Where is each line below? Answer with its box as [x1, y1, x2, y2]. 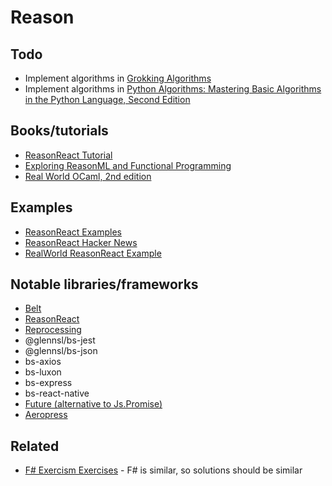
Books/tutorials [10, 122, 109, 140]
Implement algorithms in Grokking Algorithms [24, 72, 212, 84]
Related [10, 437, 60, 455]
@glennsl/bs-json [24, 345, 98, 357]
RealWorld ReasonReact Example [24, 247, 162, 259]
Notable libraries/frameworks [10, 276, 199, 293]
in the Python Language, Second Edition [24, 94, 191, 105]
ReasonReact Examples [24, 226, 122, 238]
